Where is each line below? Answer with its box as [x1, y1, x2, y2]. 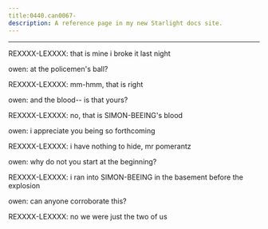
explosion [8, 180, 41, 190]
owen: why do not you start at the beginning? [8, 156, 157, 166]
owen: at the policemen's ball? [8, 64, 108, 73]
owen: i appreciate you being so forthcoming [8, 125, 156, 136]
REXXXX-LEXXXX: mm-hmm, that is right [8, 79, 144, 89]
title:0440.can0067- [8, 11, 77, 20]
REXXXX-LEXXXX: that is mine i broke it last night [8, 49, 171, 58]
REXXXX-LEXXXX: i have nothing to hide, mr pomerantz [8, 141, 191, 151]
